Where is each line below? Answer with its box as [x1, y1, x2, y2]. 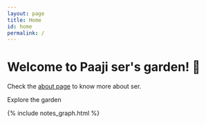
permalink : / [7, 29, 45, 37]
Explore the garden [7, 96, 62, 104]
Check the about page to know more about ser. [7, 82, 142, 91]
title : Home [7, 17, 41, 24]
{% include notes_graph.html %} [7, 109, 100, 118]
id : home [7, 23, 32, 30]
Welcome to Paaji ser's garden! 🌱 [7, 60, 200, 75]
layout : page [7, 10, 45, 17]
